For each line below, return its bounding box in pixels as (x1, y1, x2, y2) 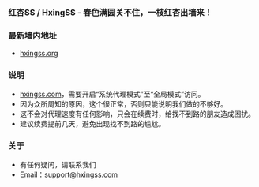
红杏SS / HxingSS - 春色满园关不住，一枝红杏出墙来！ (8, 6, 213, 17)
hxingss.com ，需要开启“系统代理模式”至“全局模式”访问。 (19, 89, 205, 99)
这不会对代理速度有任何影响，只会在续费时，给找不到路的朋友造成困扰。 (19, 109, 255, 118)
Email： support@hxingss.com (19, 170, 118, 179)
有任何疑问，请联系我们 (19, 159, 96, 169)
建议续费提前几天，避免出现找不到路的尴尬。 (19, 118, 166, 128)
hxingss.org (19, 49, 58, 58)
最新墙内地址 (8, 30, 58, 41)
